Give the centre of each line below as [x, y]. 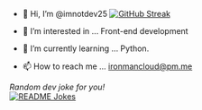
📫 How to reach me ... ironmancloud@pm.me [107, 66]
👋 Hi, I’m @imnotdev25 [65, 14]
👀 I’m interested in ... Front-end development [105, 31]
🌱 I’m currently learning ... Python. [86, 48]
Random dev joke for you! [57, 87]
